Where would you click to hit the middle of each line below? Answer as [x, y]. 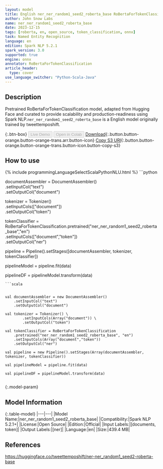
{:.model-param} [22, 387]
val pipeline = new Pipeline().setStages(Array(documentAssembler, [75, 352]
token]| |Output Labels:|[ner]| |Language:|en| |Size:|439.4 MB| [67, 430]
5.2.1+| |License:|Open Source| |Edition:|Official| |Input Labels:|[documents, [81, 424]
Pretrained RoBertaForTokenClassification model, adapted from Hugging [77, 109]
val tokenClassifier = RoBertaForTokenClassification [61, 331]
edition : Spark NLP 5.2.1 [31, 46]
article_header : [21, 69]
